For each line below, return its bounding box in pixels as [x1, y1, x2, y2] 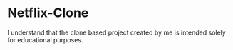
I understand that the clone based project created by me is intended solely [7, 28, 226, 37]
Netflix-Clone [7, 5, 89, 21]
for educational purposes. [7, 35, 83, 44]
